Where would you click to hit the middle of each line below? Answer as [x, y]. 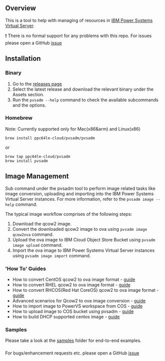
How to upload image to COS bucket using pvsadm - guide [73, 311]
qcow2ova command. [33, 234]
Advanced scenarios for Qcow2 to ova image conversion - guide [79, 300]
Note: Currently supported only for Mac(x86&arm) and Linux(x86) [73, 129]
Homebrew [19, 118]
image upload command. [37, 245]
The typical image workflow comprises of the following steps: [69, 214]
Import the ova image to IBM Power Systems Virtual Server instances [83, 250]
